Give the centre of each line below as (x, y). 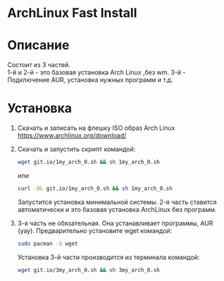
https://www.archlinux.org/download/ (72, 136)
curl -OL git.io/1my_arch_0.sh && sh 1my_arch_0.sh (95, 189)
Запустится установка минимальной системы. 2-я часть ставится (117, 202)
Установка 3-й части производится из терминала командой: (108, 257)
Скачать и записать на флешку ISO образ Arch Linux (96, 128)
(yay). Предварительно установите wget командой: (95, 230)
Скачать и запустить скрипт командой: (76, 149)
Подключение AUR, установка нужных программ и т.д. (90, 80)
